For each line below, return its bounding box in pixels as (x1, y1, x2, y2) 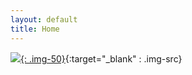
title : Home (10, 24, 60, 34)
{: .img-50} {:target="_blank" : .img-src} (20, 52, 183, 65)
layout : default (10, 14, 78, 25)
